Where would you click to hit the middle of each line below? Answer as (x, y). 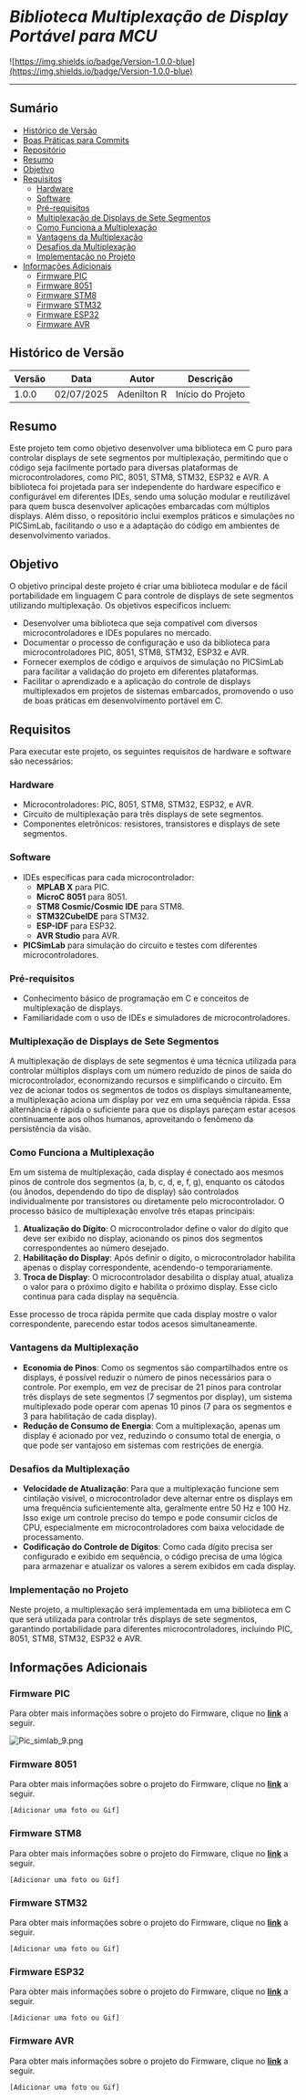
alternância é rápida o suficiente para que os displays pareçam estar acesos (153, 1109)
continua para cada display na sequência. (101, 1296)
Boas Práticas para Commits (76, 140)
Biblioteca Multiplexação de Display (149, 17)
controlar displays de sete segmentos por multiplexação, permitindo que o (149, 458)
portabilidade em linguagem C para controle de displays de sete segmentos (152, 596)
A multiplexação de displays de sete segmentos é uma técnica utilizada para (153, 1061)
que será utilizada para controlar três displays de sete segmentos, (133, 1619)
